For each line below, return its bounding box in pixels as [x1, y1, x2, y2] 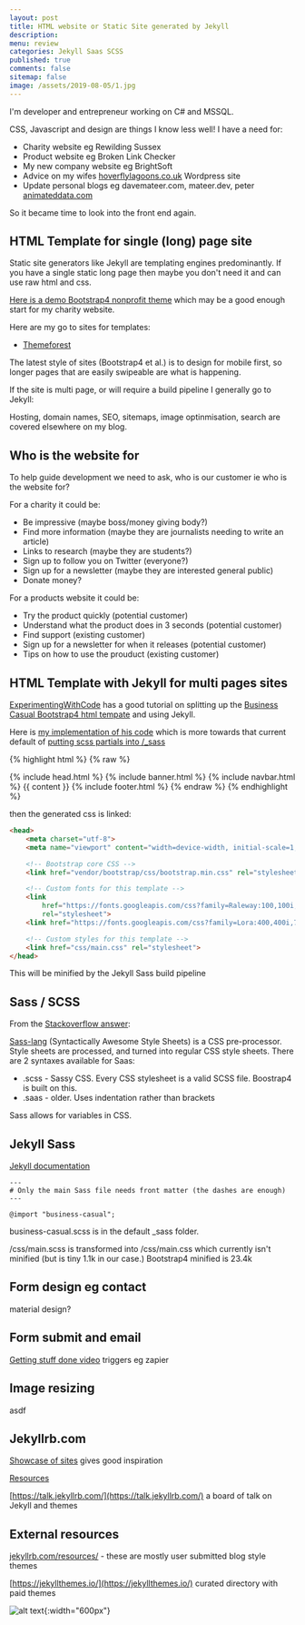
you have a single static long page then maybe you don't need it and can [9, 267, 281, 278]
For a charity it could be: [9, 500, 101, 510]
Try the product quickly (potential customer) [22, 611, 189, 621]
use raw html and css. [9, 277, 93, 288]
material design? [9, 1303, 72, 1315]
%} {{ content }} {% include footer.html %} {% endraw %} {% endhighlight [9, 782, 289, 792]
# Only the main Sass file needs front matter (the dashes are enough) [9, 1186, 286, 1196]
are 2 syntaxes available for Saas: [9, 1055, 135, 1066]
